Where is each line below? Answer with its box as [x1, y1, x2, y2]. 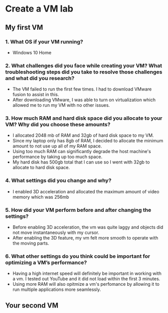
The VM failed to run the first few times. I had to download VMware [12, 86, 152, 92]
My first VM [5, 23, 43, 32]
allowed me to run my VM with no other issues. [12, 102, 110, 108]
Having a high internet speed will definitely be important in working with [12, 270, 162, 277]
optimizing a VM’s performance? [5, 259, 87, 266]
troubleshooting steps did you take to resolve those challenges [5, 68, 162, 75]
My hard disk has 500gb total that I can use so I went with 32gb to [12, 159, 150, 165]
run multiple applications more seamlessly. [12, 286, 102, 292]
